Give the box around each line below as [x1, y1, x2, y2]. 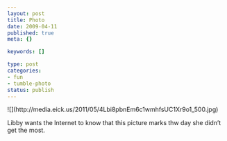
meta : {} [7, 36, 33, 43]
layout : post [7, 10, 45, 17]
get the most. [7, 126, 45, 135]
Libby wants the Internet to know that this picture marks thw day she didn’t [7, 119, 221, 127]
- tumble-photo [7, 80, 51, 87]
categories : [7, 67, 42, 74]
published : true [7, 29, 54, 37]
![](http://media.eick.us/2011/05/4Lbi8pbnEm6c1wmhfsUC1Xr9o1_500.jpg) [7, 105, 219, 114]
